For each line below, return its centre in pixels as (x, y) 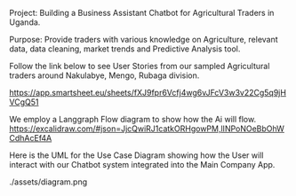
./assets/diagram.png (48, 182)
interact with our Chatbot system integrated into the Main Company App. (142, 165)
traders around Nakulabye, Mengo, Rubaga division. (104, 75)
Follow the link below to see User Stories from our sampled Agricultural (140, 66)
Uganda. (25, 22)
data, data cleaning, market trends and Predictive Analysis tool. (125, 49)
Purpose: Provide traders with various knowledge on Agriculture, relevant (144, 39)
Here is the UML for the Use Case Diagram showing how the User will (136, 155)
